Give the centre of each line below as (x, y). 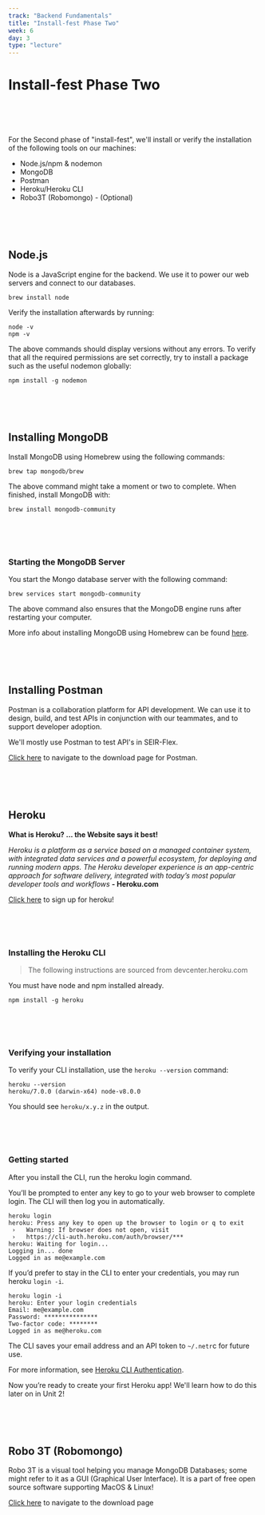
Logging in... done (41, 1251)
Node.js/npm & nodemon (61, 164)
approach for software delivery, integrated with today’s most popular (122, 875)
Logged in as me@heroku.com (55, 1331)
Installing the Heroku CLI (57, 952)
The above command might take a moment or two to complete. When (123, 486)
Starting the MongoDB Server (67, 562)
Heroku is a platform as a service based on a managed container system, (130, 850)
